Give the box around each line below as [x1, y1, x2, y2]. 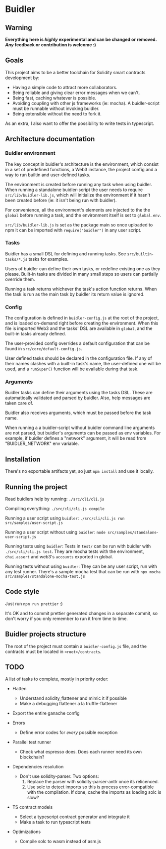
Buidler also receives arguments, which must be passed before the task [5, 410, 152, 416]
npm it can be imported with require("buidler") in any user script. [5, 227, 142, 233]
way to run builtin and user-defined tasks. [5, 172, 91, 178]
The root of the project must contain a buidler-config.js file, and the [5, 643, 147, 649]
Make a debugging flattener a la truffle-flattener [19, 701, 117, 707]
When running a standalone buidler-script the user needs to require [5, 187, 143, 193]
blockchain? [19, 754, 45, 760]
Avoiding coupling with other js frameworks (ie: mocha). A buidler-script [12, 100, 160, 106]
